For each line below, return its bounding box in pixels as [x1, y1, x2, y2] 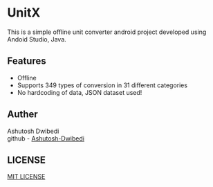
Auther [7, 109, 38, 121]
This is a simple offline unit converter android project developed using [7, 28, 207, 36]
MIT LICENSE [7, 172, 46, 181]
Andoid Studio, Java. [7, 35, 67, 43]
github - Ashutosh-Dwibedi [7, 134, 85, 143]
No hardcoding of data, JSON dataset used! [17, 88, 142, 96]
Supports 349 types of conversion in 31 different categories [17, 81, 188, 89]
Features [7, 55, 46, 67]
